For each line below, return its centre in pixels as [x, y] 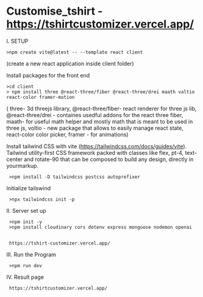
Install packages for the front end [48, 75]
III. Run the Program [31, 254]
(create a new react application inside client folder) [70, 63]
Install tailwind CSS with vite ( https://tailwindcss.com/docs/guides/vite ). [97, 146]
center [15, 159]
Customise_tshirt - [55, 11]
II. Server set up [27, 210]
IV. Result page [25, 277]
